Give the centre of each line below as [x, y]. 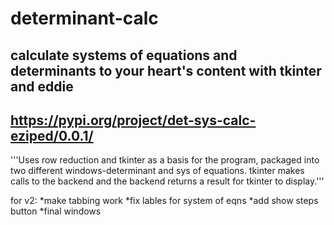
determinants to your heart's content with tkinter [166, 70]
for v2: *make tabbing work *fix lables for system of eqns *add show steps [164, 201]
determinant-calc [84, 18]
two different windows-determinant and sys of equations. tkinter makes [157, 171]
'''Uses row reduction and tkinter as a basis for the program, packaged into [165, 160]
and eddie [42, 86]
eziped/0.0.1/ [52, 135]
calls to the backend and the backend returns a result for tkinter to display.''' [167, 181]
